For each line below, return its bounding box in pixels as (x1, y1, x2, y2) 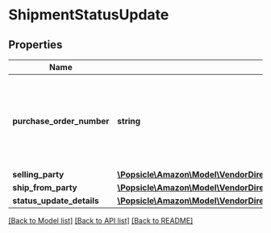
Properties (8, 38, 63, 52)
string (116, 115, 141, 127)
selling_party (12, 169, 65, 180)
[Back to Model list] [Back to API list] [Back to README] (8, 216, 194, 225)
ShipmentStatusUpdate (8, 6, 169, 24)
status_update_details (12, 195, 99, 206)
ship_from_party (12, 182, 78, 193)
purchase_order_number (12, 115, 110, 127)
